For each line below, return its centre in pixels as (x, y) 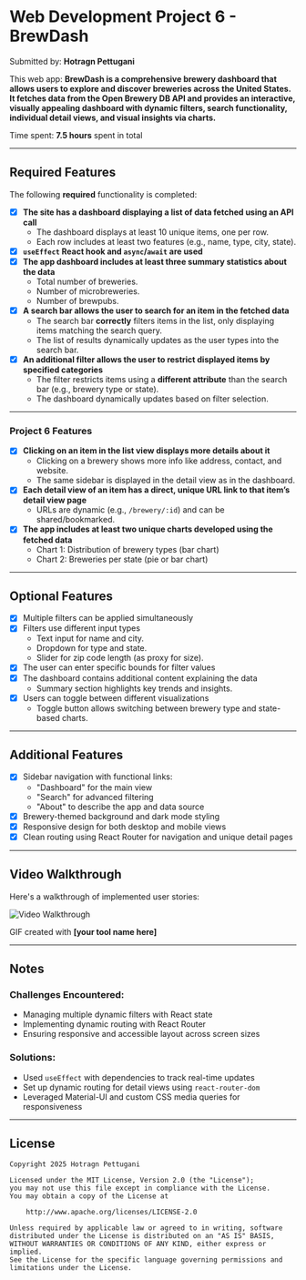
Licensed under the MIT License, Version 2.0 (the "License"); (132, 1181)
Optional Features (61, 596)
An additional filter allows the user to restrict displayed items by (146, 360)
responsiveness (52, 1106)
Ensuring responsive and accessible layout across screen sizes (141, 1034)
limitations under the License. (71, 1268)
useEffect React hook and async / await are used (112, 251)
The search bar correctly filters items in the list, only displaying (155, 321)
